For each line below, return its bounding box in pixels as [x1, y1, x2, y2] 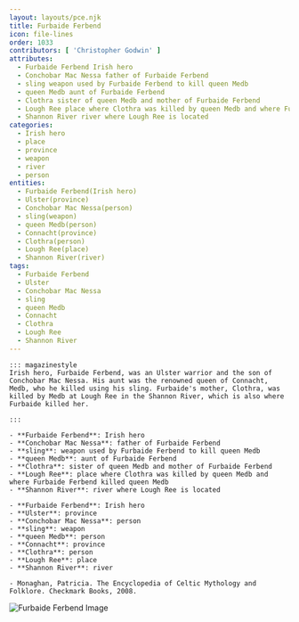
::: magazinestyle [9, 360, 77, 370]
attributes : [9, 54, 53, 63]
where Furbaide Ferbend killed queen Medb [9, 478, 169, 487]
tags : [9, 262, 29, 271]
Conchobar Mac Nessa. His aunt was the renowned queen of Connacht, [9, 376, 269, 385]
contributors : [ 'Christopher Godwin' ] [9, 46, 162, 55]
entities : [9, 179, 46, 188]
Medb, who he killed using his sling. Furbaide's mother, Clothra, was [9, 384, 280, 393]
